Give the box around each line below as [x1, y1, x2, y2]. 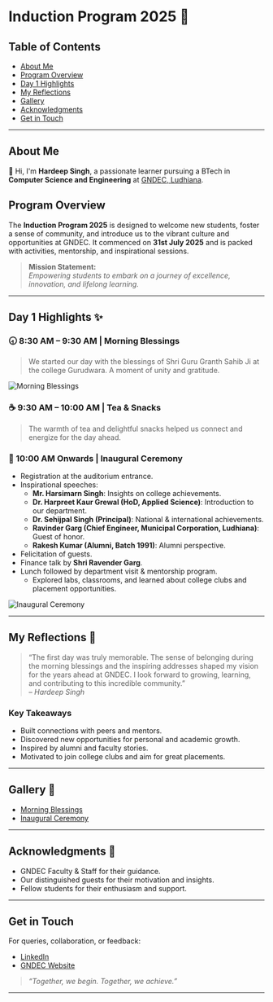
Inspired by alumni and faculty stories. [19, 743, 149, 753]
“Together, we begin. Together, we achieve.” [28, 977, 178, 987]
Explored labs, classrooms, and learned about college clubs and [32, 574, 247, 585]
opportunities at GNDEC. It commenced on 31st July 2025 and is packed [8, 237, 253, 247]
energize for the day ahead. [28, 432, 122, 442]
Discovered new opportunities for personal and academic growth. [19, 735, 240, 745]
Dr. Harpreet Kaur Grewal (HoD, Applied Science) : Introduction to [32, 497, 254, 507]
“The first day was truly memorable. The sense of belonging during [28, 652, 253, 662]
